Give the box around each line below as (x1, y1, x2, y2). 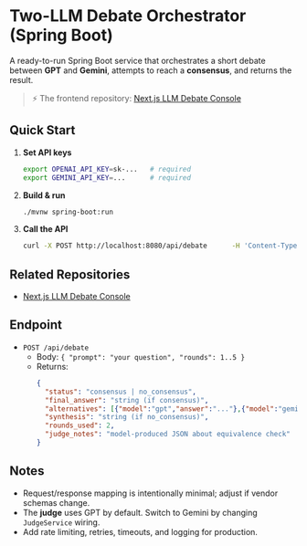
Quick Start (9, 122, 76, 138)
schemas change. (22, 497, 90, 508)
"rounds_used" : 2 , (44, 421, 115, 430)
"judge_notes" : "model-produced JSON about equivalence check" (44, 430, 291, 439)
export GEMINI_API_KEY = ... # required (22, 173, 192, 183)
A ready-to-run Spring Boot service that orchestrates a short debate (9, 55, 267, 66)
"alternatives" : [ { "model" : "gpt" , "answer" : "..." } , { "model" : (44, 404, 279, 414)
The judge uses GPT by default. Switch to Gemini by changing (22, 507, 258, 518)
